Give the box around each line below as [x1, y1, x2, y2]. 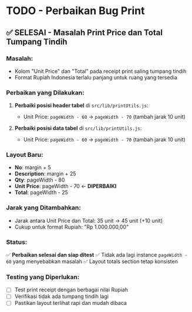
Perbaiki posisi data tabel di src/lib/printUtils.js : [14, 125, 142, 132]
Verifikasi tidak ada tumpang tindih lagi [14, 293, 109, 300]
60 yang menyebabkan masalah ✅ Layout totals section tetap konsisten [6, 258, 178, 265]
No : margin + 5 [14, 164, 51, 171]
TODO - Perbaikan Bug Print [6, 4, 145, 18]
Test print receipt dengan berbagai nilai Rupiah [14, 286, 128, 293]
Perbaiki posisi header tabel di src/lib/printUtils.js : [14, 102, 149, 109]
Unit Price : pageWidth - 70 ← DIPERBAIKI [14, 183, 117, 190]
